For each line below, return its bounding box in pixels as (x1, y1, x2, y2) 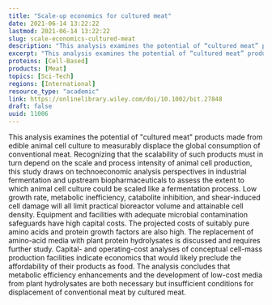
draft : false (8, 102, 53, 110)
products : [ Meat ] (8, 65, 67, 73)
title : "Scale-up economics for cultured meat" (8, 11, 172, 20)
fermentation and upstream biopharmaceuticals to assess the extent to (8, 175, 245, 185)
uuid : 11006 (8, 110, 49, 118)
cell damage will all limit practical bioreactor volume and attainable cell (8, 201, 244, 211)
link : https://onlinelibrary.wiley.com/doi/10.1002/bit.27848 (8, 95, 223, 103)
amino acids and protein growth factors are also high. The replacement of (8, 227, 254, 236)
